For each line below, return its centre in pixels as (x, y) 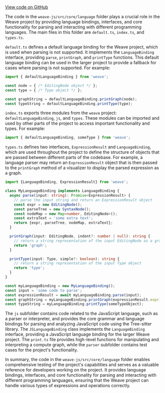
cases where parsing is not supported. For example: (58, 68)
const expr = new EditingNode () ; (48, 205)
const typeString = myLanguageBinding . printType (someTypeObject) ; (74, 304)
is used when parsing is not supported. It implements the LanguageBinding (80, 52)
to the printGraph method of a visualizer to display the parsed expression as (82, 168)
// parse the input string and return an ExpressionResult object (83, 200)
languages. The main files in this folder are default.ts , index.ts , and (75, 32)
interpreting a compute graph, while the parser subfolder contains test (76, 345)
